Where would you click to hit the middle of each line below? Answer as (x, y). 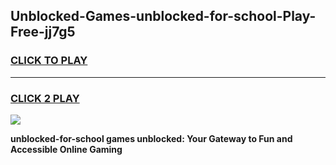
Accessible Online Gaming (66, 149)
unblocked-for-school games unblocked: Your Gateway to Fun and (151, 138)
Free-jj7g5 (43, 32)
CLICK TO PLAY (49, 61)
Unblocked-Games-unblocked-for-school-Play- (163, 16)
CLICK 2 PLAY (45, 98)
